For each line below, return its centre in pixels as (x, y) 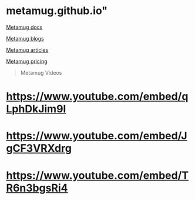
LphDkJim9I (36, 109)
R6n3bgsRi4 (37, 188)
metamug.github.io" (57, 11)
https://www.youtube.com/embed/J (97, 136)
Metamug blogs (25, 38)
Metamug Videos (41, 72)
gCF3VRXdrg (39, 149)
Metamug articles (27, 50)
